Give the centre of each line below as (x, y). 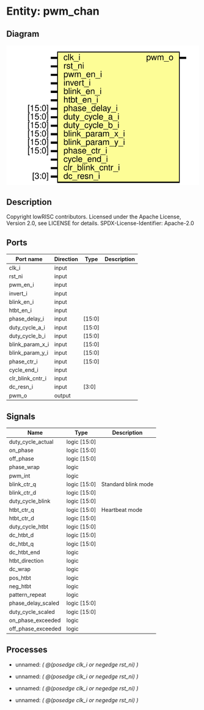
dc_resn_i (21, 387)
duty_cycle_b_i (27, 336)
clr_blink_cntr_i (28, 379)
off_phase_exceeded (35, 629)
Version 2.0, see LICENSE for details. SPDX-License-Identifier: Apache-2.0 (100, 223)
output (63, 395)
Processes (27, 650)
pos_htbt (20, 578)
